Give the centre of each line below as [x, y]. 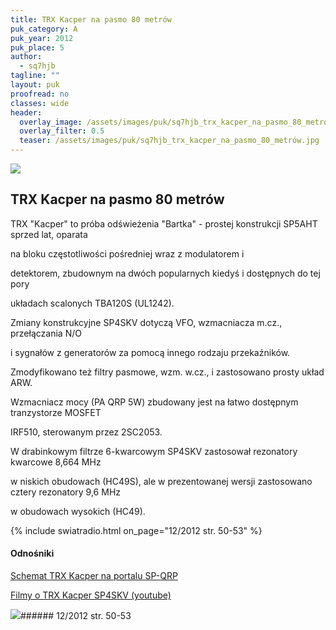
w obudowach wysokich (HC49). [78, 511]
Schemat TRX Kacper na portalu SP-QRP [94, 576]
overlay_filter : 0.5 [62, 131]
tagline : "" [35, 76]
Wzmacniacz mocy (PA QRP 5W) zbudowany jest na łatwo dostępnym [154, 402]
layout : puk [35, 85]
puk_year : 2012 [42, 38]
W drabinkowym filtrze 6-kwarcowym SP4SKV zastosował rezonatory [154, 451]
